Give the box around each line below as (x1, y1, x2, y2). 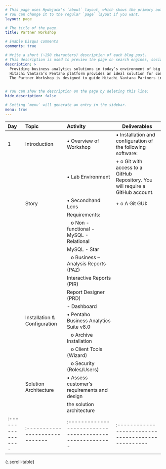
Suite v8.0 (66, 323, 90, 330)
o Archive (71, 331, 93, 338)
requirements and (66, 386, 108, 393)
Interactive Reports (66, 274, 111, 281)
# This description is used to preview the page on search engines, (5, 57, 149, 62)
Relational (66, 237, 90, 244)
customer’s (66, 380, 93, 387)
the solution (66, 401, 94, 408)
